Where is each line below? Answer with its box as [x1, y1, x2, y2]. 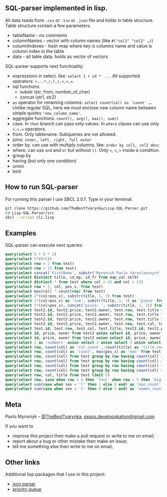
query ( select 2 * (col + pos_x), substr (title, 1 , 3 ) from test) [5, 293, 135, 299]
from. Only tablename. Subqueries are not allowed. [12, 131, 117, 137]
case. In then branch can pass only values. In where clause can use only [12, 120, 160, 126]
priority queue [12, 486, 42, 492]
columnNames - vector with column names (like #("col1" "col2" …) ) [12, 37, 154, 43]
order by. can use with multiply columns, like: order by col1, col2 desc [12, 142, 160, 148]
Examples [5, 229, 36, 237]
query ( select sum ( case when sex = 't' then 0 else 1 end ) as [5, 387, 135, 392]
